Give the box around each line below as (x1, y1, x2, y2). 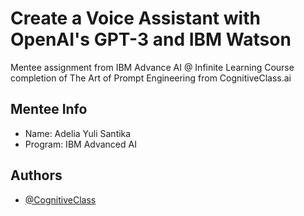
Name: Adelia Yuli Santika (24, 127, 132, 139)
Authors (10, 167, 63, 184)
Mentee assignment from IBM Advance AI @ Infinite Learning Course (10, 61, 295, 73)
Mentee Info (10, 101, 88, 118)
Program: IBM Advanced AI (24, 138, 137, 150)
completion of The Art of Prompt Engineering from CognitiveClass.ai (10, 72, 292, 84)
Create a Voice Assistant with (10, 7, 261, 30)
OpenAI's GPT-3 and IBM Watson (10, 28, 292, 51)
